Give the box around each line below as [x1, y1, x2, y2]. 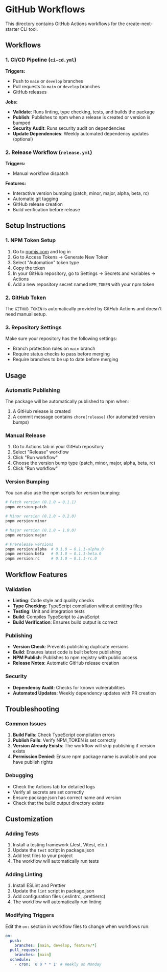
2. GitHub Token [5, 294, 46, 301]
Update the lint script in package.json [12, 888, 94, 894]
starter [5, 26, 19, 32]
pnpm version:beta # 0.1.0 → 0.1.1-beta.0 [5, 551, 102, 557]
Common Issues [5, 720, 47, 727]
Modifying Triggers [5, 911, 55, 919]
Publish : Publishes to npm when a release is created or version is [12, 114, 151, 120]
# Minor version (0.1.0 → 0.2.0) [5, 514, 77, 519]
